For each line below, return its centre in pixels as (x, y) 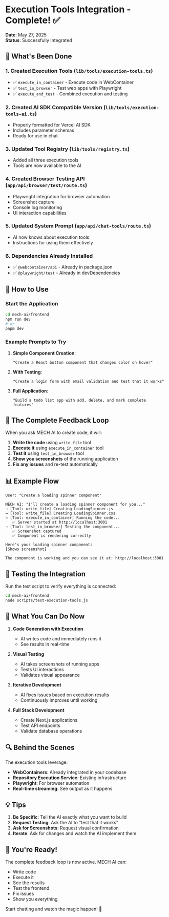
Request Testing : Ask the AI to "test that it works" (66, 823)
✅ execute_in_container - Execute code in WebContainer (73, 82)
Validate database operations (51, 731)
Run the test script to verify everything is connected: (61, 586)
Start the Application (32, 304)
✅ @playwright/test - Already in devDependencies (66, 273)
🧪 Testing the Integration (46, 574)
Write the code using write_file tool (52, 443)
